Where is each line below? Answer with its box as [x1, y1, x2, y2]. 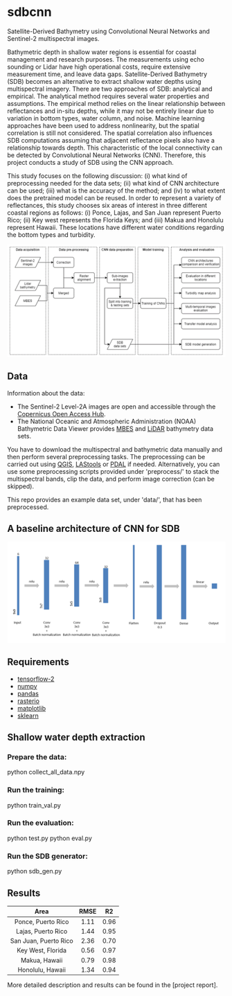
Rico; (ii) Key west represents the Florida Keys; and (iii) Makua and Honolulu [7, 215, 224, 224]
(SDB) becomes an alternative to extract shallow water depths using [7, 77, 202, 85]
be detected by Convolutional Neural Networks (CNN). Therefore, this [7, 150, 206, 159]
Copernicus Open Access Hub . [17, 409, 106, 418]
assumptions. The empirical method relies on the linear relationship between [7, 99, 226, 107]
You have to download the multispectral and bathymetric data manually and [7, 445, 223, 454]
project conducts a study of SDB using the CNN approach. [7, 158, 175, 166]
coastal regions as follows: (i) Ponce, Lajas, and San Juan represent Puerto [7, 208, 222, 217]
